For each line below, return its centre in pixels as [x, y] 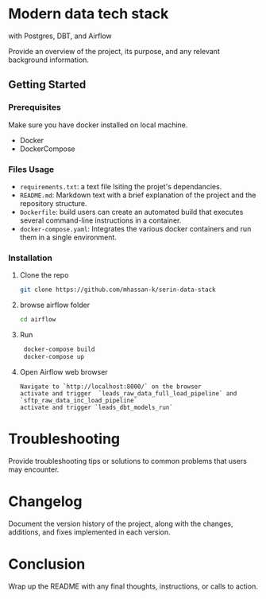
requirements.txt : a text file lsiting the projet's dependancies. [121, 186]
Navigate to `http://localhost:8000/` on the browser [110, 387]
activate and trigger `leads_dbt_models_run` [96, 407]
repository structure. [53, 203]
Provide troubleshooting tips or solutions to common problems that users [128, 461]
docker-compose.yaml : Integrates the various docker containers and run [135, 228]
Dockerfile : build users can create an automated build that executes [131, 212]
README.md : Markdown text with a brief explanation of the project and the [138, 195]
